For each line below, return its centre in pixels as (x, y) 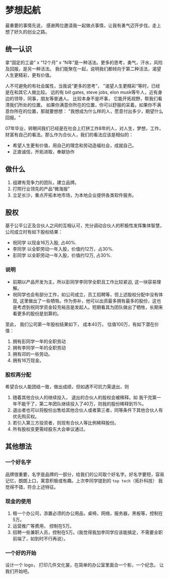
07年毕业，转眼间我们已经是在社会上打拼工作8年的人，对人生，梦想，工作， (84, 128)
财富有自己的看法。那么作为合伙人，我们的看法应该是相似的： (69, 134)
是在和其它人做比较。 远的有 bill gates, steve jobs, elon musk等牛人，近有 (81, 92)
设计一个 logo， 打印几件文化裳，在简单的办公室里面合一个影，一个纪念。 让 (84, 565)
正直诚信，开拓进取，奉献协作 (43, 151)
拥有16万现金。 (28, 360)
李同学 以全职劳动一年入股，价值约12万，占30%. (63, 249)
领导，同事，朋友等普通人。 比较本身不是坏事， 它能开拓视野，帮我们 (86, 98)
